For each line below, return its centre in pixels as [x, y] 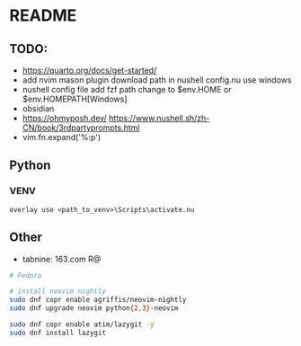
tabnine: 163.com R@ [62, 259]
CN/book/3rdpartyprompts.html [81, 128]
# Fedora [26, 275]
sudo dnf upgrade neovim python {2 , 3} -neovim [94, 308]
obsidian [38, 108]
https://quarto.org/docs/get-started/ [89, 70]
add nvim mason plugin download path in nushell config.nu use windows [157, 80]
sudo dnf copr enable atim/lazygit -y [82, 324]
